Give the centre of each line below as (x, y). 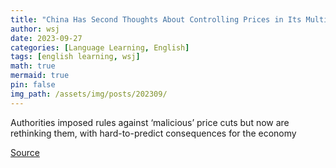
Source (25, 152)
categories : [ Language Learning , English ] (100, 47)
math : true (33, 66)
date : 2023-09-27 (46, 38)
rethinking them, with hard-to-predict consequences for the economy (153, 133)
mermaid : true (40, 76)
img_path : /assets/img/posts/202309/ (89, 94)
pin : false (33, 85)
